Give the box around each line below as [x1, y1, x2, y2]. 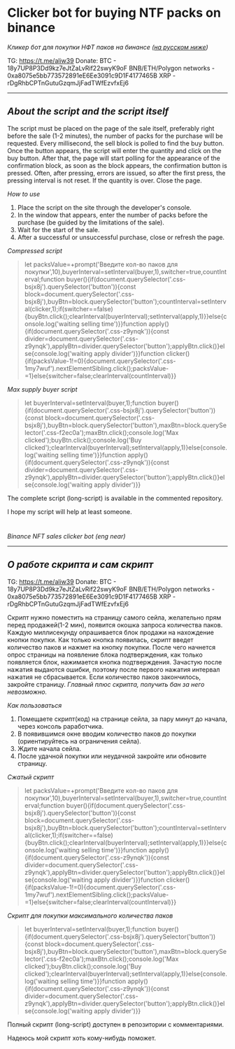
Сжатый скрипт [7, 773, 55, 781]
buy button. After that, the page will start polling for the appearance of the [7, 154, 220, 162]
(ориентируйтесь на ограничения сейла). [17, 736, 141, 745]
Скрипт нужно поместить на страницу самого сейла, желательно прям [7, 613, 222, 622]
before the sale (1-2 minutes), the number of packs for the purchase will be [7, 131, 224, 140]
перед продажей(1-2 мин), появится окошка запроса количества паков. [7, 620, 223, 629]
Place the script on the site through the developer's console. [17, 203, 192, 211]
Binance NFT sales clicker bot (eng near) [7, 531, 126, 540]
